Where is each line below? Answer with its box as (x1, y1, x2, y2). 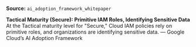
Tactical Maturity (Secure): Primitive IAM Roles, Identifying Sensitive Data (6, 16, 191, 23)
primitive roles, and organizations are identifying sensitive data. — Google (6, 28, 185, 35)
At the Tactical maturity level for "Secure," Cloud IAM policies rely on (6, 23, 173, 29)
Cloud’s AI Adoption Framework (6, 35, 83, 41)
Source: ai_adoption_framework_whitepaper (6, 5, 111, 12)
